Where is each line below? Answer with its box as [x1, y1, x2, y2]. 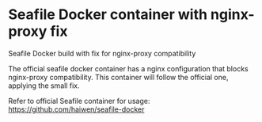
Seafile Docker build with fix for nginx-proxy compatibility [8, 48, 196, 58]
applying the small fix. [8, 81, 80, 90]
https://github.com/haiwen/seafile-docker [8, 105, 145, 114]
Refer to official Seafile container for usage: [8, 96, 150, 105]
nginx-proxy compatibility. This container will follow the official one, [8, 72, 229, 82]
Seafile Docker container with [8, 6, 208, 24]
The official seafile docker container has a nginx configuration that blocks [8, 63, 249, 73]
